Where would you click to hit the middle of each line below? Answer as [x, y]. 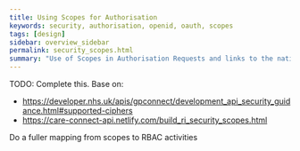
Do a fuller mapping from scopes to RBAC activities [104, 137]
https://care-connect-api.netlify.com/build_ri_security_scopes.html [145, 120]
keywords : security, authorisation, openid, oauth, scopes [121, 26]
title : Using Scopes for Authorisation [83, 17]
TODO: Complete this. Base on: [67, 84]
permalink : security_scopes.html [71, 51]
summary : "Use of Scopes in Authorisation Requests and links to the [142, 59]
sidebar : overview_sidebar [59, 42]
